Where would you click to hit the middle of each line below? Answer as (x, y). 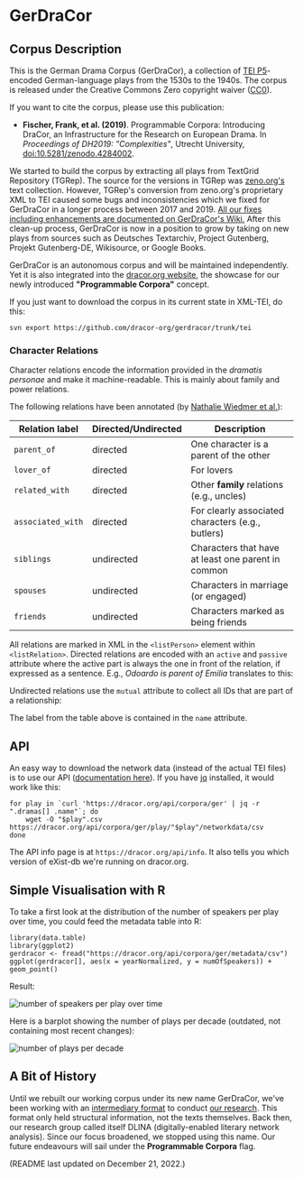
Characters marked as (238, 612)
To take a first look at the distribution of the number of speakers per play (144, 911)
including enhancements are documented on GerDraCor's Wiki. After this (145, 219)
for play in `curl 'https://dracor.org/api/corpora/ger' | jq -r (134, 804)
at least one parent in (235, 559)
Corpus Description (65, 49)
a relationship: (36, 701)
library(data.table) (48, 938)
